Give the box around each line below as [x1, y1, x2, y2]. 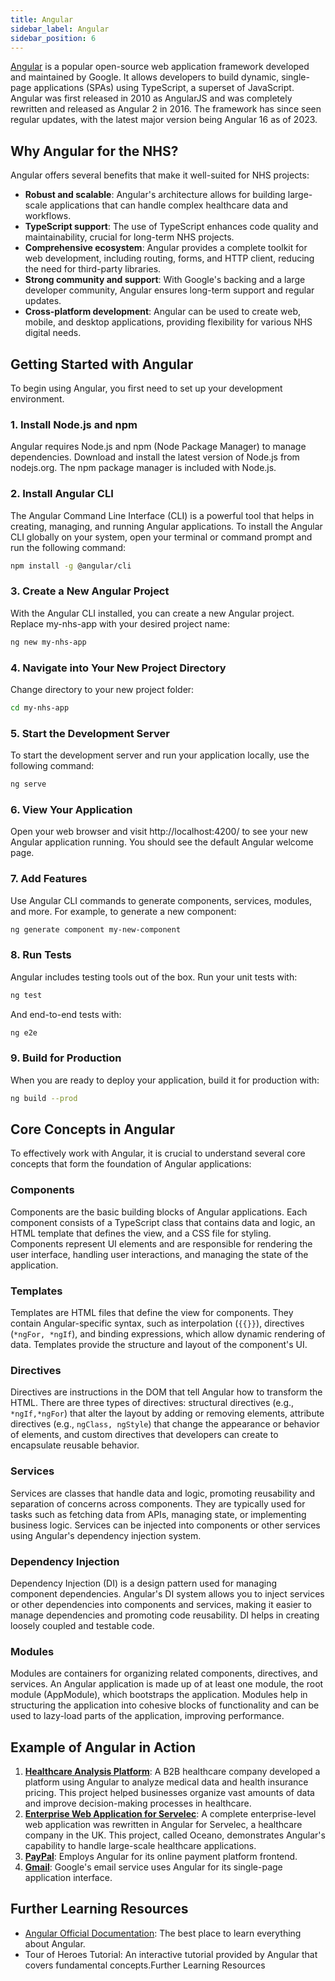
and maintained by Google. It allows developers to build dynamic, [10, 71, 280, 83]
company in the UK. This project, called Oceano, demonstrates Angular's [24, 1829, 326, 1841]
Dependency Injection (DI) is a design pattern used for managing [10, 1577, 278, 1589]
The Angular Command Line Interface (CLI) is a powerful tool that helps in [10, 509, 315, 521]
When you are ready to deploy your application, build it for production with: [10, 1074, 320, 1086]
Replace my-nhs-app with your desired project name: [10, 617, 231, 630]
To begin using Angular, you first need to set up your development [10, 382, 283, 394]
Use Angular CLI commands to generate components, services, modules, [10, 894, 313, 906]
